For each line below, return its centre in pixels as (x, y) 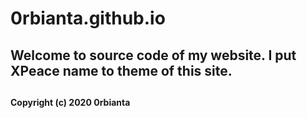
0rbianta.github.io (88, 18)
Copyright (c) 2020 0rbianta (70, 102)
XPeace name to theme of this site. (121, 70)
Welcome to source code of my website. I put (153, 55)
